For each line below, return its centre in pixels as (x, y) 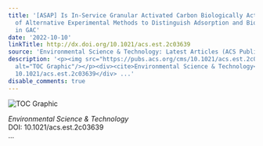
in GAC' (28, 30)
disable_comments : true (47, 81)
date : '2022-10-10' (40, 37)
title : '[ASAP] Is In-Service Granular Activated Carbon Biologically (126, 15)
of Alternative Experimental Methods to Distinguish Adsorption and (129, 23)
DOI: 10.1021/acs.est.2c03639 (56, 127)
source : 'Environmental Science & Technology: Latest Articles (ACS (122, 52)
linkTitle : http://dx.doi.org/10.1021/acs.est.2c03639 (99, 45)
